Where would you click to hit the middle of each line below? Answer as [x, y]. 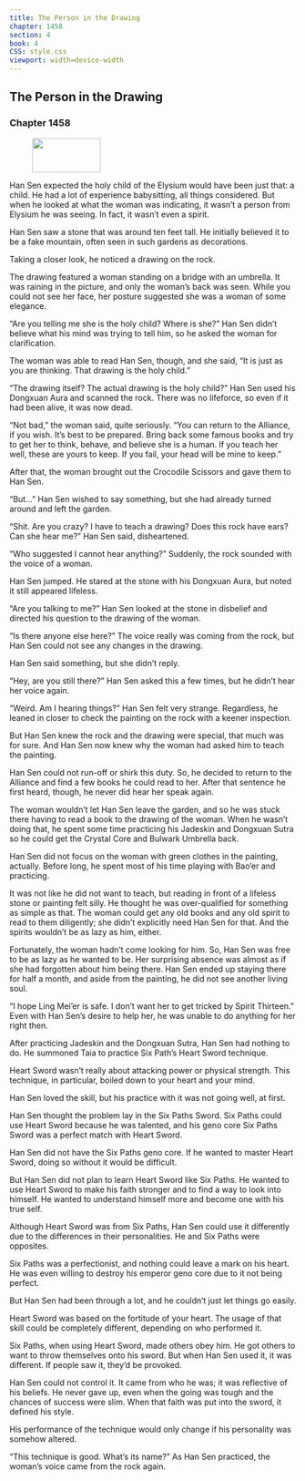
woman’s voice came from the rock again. [88, 1466]
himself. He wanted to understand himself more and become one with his [147, 1198]
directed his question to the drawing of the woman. [105, 618]
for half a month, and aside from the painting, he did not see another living [149, 978]
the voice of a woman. [51, 563]
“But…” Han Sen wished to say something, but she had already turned [140, 499]
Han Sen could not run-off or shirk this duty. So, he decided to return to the [151, 772]
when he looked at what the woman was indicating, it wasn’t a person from [150, 204]
